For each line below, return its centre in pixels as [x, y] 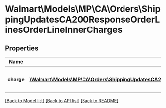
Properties [22, 48]
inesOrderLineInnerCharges [64, 30]
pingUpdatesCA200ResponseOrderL [83, 19]
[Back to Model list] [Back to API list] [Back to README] [62, 101]
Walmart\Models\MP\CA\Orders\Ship [83, 9]
